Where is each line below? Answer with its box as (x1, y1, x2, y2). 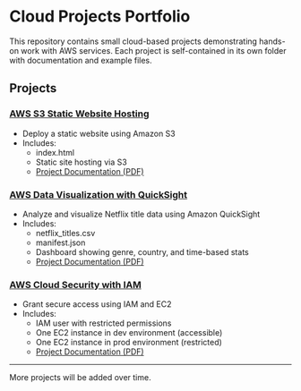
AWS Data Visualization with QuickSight (9, 188, 188, 200)
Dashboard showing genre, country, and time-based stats (35, 246, 249, 257)
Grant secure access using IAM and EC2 (21, 299, 172, 310)
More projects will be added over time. (9, 372, 151, 383)
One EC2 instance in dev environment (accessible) (35, 327, 223, 338)
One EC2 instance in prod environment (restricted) (35, 337, 222, 348)
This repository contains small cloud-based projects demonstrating (9, 36, 258, 47)
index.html (35, 147, 74, 157)
